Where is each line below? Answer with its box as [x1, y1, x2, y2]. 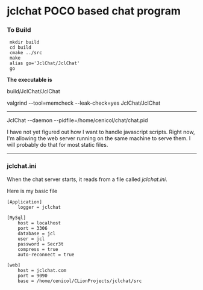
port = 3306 [17, 225, 48, 231]
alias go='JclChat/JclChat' [9, 60, 80, 67]
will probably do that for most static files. [7, 141, 108, 149]
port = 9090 [17, 273, 48, 279]
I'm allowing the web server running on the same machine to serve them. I [7, 135, 191, 142]
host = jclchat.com [17, 267, 67, 273]
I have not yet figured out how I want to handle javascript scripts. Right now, [7, 128, 195, 136]
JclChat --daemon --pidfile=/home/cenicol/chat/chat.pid [7, 117, 148, 124]
